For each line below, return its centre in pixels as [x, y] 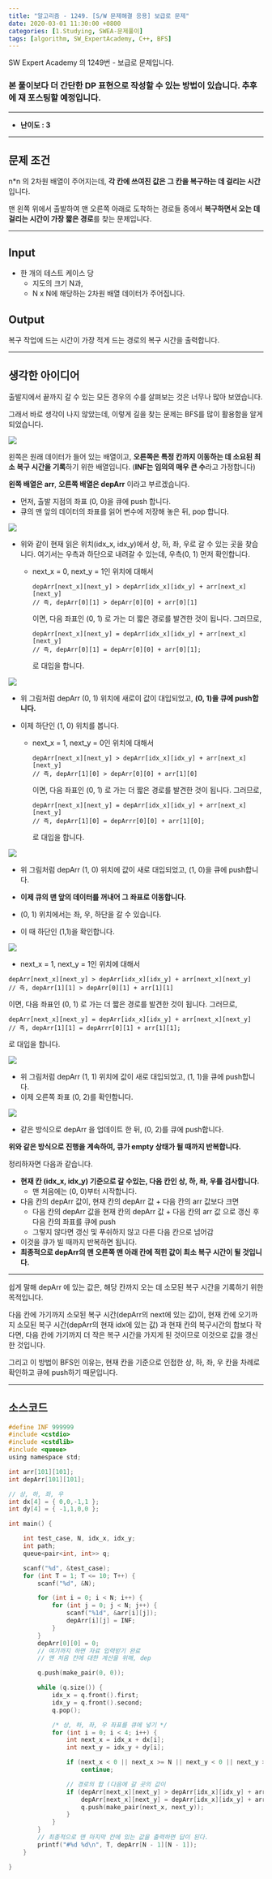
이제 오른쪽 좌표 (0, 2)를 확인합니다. [76, 1097]
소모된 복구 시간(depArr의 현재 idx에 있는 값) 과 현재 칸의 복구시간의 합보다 [135, 1325]
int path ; [40, 1546]
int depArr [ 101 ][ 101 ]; [47, 1479]
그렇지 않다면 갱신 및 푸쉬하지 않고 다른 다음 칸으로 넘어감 [123, 1231]
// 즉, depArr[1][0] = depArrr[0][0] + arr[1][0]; [118, 821]
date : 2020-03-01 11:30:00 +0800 [65, 24]
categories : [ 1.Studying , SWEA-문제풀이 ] [76, 31]
